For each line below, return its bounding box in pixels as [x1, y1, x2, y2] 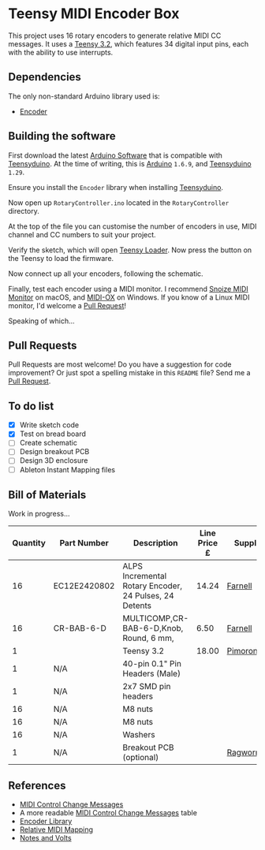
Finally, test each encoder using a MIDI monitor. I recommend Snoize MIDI [8, 284, 248, 293]
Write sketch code [19, 420, 80, 430]
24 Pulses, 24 [121, 591, 175, 602]
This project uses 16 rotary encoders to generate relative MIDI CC [8, 31, 222, 40]
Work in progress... [8, 509, 70, 519]
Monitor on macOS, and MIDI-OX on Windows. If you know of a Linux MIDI [8, 293, 250, 302]
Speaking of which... [8, 316, 75, 326]
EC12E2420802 [53, 580, 115, 591]
